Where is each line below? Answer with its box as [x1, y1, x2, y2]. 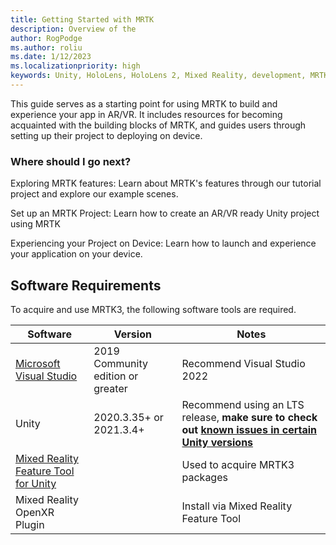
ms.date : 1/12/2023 [10, 52, 92, 62]
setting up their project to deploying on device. [10, 129, 203, 141]
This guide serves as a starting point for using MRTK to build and [10, 97, 278, 110]
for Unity [15, 476, 57, 490]
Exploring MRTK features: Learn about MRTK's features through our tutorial [10, 177, 322, 190]
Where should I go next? [10, 154, 132, 168]
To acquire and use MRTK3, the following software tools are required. [10, 303, 297, 315]
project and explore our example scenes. [10, 188, 179, 200]
